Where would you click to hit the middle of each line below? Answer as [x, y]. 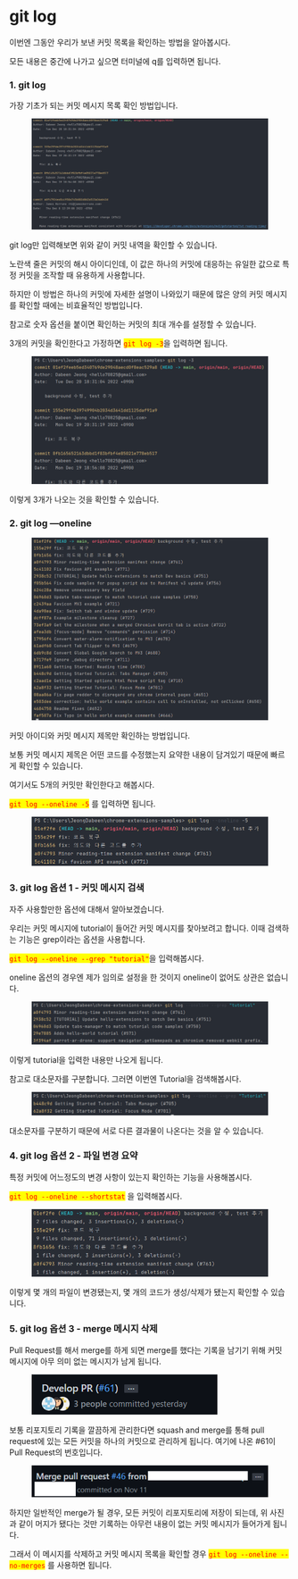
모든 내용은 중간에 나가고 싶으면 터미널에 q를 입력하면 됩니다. [115, 61]
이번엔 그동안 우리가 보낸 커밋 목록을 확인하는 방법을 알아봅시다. [120, 42]
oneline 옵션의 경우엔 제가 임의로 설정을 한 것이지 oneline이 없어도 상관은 [137, 977]
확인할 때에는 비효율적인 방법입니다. [80, 305]
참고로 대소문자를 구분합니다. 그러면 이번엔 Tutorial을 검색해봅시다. [125, 1079]
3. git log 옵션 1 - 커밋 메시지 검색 [77, 888]
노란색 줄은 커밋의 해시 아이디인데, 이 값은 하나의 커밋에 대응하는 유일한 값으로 [145, 263]
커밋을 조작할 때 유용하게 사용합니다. [82, 275]
